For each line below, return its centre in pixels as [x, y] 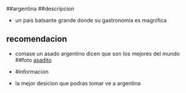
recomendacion [37, 39]
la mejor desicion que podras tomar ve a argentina [78, 83]
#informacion [32, 71]
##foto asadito [33, 60]
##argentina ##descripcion [40, 9]
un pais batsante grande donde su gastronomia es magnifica [91, 20]
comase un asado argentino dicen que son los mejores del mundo [97, 53]
